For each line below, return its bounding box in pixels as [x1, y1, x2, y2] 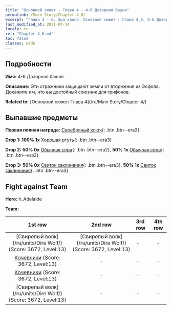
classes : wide [5, 41, 36, 46]
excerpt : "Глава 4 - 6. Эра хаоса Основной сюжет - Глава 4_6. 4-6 [5, 17, 155, 22]
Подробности [5, 60, 52, 69]
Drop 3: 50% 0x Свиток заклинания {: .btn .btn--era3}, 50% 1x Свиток [5, 162, 156, 168]
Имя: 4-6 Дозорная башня [5, 73, 64, 79]
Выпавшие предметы [5, 113, 78, 122]
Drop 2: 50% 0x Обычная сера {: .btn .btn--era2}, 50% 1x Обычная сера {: [5, 147, 164, 153]
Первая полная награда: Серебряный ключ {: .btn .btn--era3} [5, 127, 140, 133]
